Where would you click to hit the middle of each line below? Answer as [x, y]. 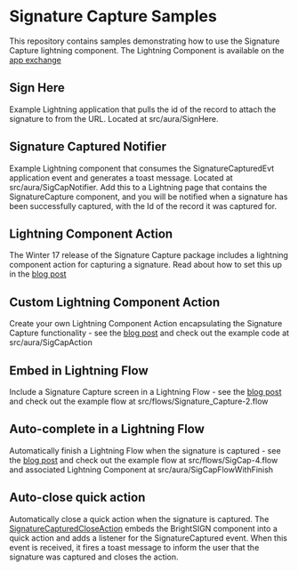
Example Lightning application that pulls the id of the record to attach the [143, 109]
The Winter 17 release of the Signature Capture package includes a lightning [149, 255]
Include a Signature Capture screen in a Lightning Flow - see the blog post [145, 392]
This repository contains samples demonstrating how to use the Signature [145, 41]
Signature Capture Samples [113, 16]
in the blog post [38, 274]
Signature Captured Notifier [88, 147]
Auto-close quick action [77, 498]
